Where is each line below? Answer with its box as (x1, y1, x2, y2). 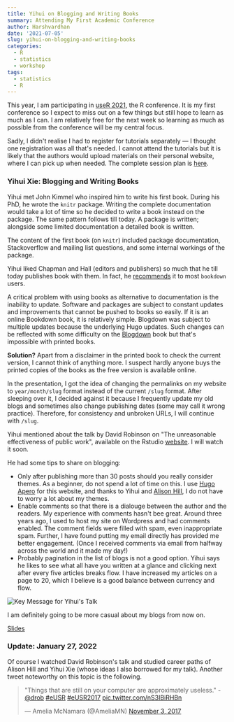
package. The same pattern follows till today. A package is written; (7, 215, 199, 223)
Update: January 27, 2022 (7, 642, 98, 651)
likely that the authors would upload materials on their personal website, (7, 152, 214, 160)
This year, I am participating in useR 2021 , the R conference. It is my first (7, 101, 216, 109)
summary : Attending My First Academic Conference (7, 17, 155, 24)
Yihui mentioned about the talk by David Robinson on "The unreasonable (7, 430, 217, 438)
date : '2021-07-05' (7, 29, 64, 37)
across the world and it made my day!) (17, 546, 129, 555)
